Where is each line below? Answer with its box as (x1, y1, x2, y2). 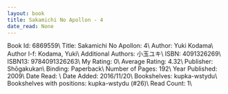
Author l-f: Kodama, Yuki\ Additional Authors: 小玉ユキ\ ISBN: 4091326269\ (7, 49, 221, 58)
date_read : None (7, 23, 54, 30)
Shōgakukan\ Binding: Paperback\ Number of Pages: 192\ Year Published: (7, 64, 218, 73)
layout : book (7, 10, 45, 17)
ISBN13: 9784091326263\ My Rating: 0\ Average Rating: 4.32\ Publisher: (7, 58, 213, 66)
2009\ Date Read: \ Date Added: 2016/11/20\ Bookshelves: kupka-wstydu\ (7, 72, 218, 80)
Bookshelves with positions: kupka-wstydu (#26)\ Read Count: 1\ (7, 80, 192, 88)
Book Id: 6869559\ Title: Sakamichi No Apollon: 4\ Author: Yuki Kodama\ (7, 42, 213, 50)
